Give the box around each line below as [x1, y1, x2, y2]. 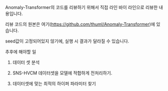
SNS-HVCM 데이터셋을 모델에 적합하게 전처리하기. [12, 70, 112, 76]
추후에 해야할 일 [5, 49, 37, 54]
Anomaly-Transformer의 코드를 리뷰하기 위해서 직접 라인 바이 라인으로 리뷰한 [5, 4, 158, 10]
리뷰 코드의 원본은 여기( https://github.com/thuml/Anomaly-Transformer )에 [5, 21, 155, 27]
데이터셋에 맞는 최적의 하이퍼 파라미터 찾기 [12, 80, 97, 86]
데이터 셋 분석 [12, 59, 40, 65]
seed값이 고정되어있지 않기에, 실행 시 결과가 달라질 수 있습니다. [5, 38, 129, 44]
